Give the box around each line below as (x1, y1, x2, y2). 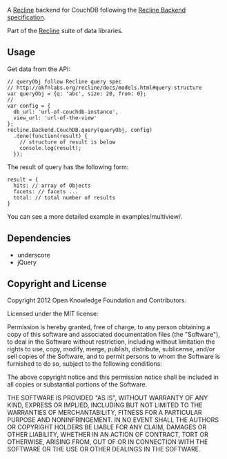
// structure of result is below (19, 138, 116, 146)
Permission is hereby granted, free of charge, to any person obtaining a (7, 323, 210, 331)
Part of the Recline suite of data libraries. (7, 27, 124, 35)
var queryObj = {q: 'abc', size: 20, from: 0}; (7, 90, 147, 97)
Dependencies (7, 233, 71, 244)
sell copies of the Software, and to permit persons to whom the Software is (7, 352, 221, 361)
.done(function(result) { (13, 133, 88, 139)
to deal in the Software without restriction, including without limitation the (7, 338, 215, 346)
